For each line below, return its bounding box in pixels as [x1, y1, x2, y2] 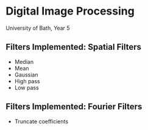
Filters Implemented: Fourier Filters [5, 101, 143, 112]
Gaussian [14, 71, 38, 78]
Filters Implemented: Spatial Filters [5, 42, 141, 52]
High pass [14, 77, 40, 84]
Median [14, 58, 34, 65]
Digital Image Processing [5, 4, 135, 18]
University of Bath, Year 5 [5, 24, 71, 32]
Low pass [14, 84, 39, 91]
